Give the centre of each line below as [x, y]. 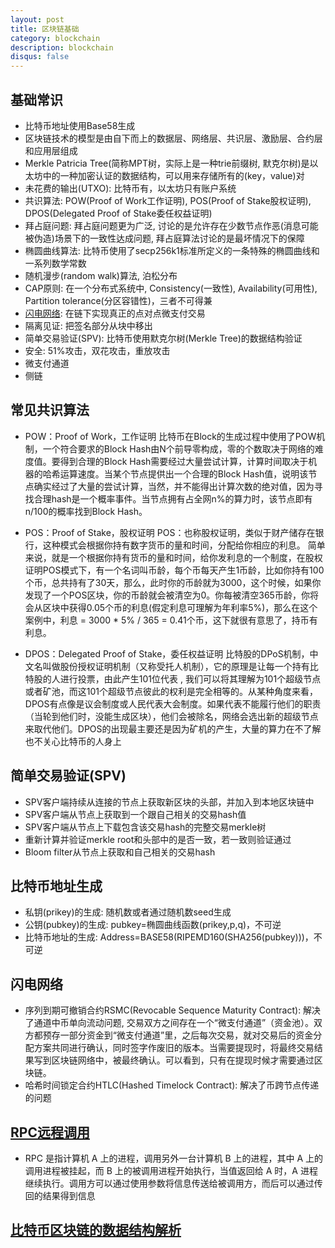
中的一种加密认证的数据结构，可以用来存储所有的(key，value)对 [173, 175]
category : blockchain [55, 38]
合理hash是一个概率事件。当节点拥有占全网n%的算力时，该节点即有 [173, 498]
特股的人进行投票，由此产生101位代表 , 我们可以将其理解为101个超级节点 [173, 678]
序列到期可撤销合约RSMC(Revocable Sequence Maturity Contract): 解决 [173, 1010]
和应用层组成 [51, 150]
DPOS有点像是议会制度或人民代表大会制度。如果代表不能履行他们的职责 [173, 703]
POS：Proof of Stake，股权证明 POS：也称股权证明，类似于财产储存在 [170, 532]
